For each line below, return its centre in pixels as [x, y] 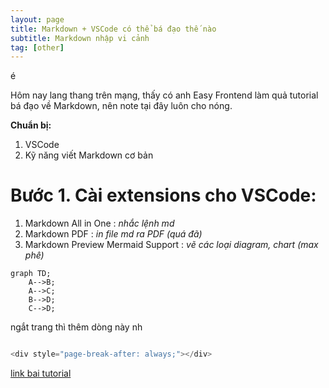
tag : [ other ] [37, 47]
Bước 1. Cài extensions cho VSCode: [163, 195]
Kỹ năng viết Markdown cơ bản [89, 155]
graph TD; [31, 274]
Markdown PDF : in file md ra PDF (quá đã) [113, 234]
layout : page [37, 19]
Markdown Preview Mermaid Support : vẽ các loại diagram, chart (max [171, 245]
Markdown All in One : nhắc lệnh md [99, 223]
